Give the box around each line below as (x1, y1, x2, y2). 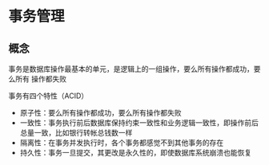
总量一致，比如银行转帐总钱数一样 (19, 128, 133, 137)
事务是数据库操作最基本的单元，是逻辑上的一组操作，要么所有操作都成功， (8, 65, 254, 73)
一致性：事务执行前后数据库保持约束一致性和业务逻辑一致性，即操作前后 (19, 118, 259, 128)
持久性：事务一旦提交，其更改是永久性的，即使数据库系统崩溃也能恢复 (19, 148, 252, 157)
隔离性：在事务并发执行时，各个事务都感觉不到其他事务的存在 (19, 138, 224, 147)
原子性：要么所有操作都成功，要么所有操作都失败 (19, 108, 182, 117)
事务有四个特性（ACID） (8, 91, 89, 100)
